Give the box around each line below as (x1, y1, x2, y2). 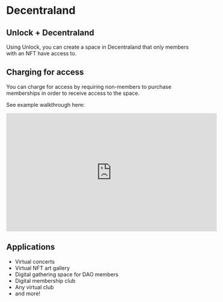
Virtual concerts (14, 258, 55, 265)
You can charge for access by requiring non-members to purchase (6, 83, 172, 90)
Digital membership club (14, 277, 76, 284)
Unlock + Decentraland (6, 28, 94, 38)
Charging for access (6, 67, 84, 77)
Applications (6, 242, 55, 252)
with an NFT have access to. (6, 50, 77, 57)
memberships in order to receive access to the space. (6, 89, 140, 97)
